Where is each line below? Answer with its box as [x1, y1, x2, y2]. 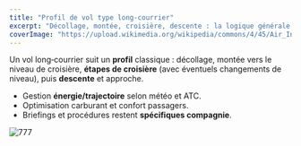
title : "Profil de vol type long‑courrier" [9, 13, 175, 22]
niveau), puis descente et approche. [9, 73, 144, 84]
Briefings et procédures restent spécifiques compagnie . [21, 109, 232, 121]
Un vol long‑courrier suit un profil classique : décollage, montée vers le [9, 55, 272, 65]
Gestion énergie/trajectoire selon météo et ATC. [21, 90, 202, 101]
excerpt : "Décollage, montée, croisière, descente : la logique [9, 21, 254, 30]
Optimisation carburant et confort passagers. [21, 100, 189, 111]
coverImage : [9, 30, 54, 39]
